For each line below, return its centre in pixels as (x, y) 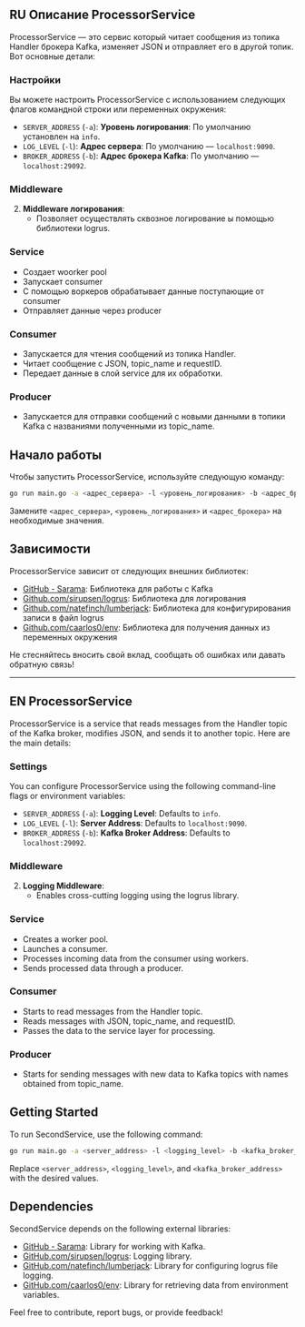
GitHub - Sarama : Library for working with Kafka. (114, 1246)
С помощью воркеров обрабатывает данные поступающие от (143, 291)
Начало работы (56, 455)
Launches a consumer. (65, 948)
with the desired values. (54, 1178)
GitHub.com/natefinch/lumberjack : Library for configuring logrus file (150, 1265)
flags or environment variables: (68, 795)
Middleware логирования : (74, 209)
